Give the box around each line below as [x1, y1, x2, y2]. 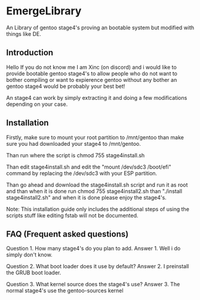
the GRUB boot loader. [6, 269, 61, 276]
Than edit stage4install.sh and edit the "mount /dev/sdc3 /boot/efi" [6, 163, 171, 170]
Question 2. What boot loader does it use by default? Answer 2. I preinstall [6, 263, 189, 270]
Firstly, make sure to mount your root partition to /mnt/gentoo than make [6, 133, 184, 141]
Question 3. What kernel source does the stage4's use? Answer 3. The [6, 281, 180, 288]
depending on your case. [6, 100, 68, 108]
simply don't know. [6, 251, 53, 258]
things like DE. [6, 30, 42, 37]
